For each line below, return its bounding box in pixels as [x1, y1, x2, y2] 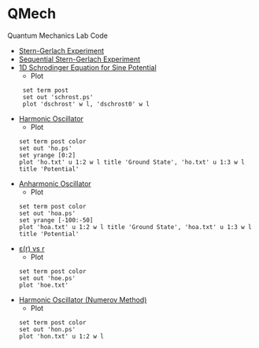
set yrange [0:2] [18, 151, 76, 159]
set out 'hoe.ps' [18, 274, 76, 282]
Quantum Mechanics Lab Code [7, 31, 108, 40]
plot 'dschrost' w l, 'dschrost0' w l [22, 100, 150, 108]
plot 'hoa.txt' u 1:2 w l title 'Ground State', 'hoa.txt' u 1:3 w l [18, 223, 253, 231]
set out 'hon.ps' [18, 325, 76, 333]
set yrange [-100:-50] [18, 216, 94, 224]
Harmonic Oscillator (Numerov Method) [18, 294, 147, 304]
